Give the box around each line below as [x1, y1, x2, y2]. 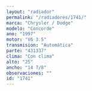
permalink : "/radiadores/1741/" [6, 14, 87, 20]
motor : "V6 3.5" [6, 37, 47, 43]
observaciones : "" [6, 70, 52, 76]
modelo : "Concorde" [6, 25, 55, 32]
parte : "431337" [6, 48, 47, 54]
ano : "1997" [6, 31, 36, 37]
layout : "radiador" [6, 8, 55, 15]
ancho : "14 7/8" [6, 64, 47, 71]
